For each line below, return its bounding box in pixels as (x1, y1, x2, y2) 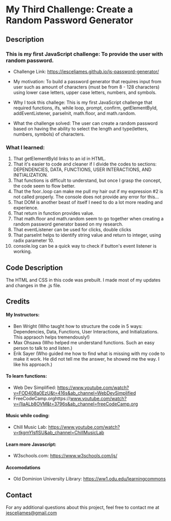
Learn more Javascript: (6, 441, 57, 448)
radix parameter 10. (13, 237, 54, 244)
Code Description (6, 263, 63, 272)
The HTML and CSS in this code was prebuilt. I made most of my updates (6, 276, 161, 283)
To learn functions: (6, 373, 48, 379)
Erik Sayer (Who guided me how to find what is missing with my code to (13, 350, 165, 357)
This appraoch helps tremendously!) (13, 334, 90, 340)
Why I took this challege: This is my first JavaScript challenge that (13, 99, 153, 105)
